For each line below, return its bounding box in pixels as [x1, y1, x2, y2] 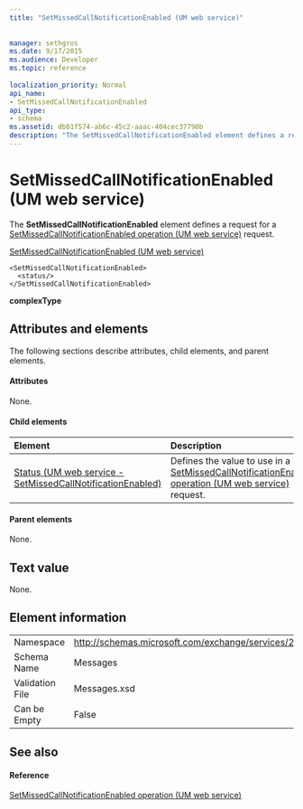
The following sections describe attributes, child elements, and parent [9, 345, 269, 356]
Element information [9, 610, 127, 626]
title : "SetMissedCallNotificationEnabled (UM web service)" [9, 13, 244, 23]
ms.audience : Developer [9, 55, 99, 64]
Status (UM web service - [14, 466, 124, 479]
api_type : [9, 106, 47, 115]
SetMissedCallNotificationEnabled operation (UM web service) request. [9, 228, 275, 240]
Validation [14, 676, 56, 689]
